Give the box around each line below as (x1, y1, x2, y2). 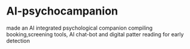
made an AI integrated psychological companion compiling (6, 24, 153, 31)
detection (6, 37, 30, 44)
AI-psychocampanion (6, 4, 118, 18)
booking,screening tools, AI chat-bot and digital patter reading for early (6, 30, 184, 38)
